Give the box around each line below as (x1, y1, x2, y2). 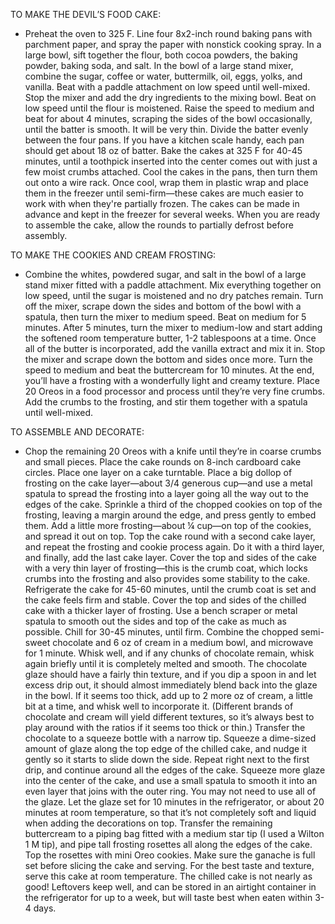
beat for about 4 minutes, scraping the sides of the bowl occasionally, (24, 113, 313, 124)
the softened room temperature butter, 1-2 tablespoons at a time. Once (24, 332, 317, 344)
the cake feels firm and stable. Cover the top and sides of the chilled (24, 594, 307, 606)
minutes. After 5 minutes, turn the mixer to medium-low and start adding (24, 322, 323, 333)
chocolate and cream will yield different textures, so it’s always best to (24, 711, 315, 723)
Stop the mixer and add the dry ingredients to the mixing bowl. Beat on (24, 92, 317, 103)
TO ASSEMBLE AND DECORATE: (10, 426, 145, 438)
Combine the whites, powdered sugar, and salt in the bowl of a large (24, 269, 307, 280)
